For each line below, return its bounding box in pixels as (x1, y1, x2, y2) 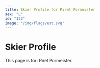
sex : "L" (5, 12, 23, 17)
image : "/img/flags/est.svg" (5, 20, 65, 26)
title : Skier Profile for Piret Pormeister (5, 7, 96, 12)
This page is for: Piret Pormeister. (5, 58, 73, 64)
